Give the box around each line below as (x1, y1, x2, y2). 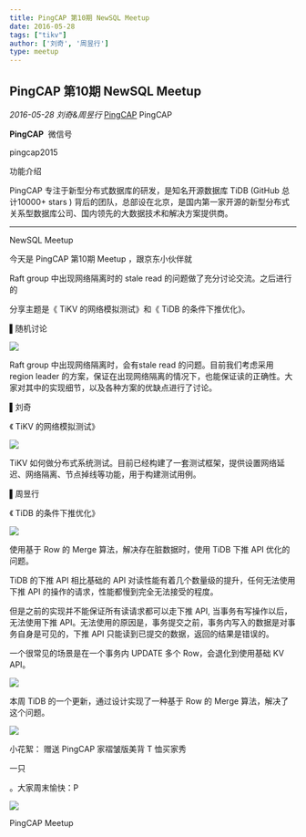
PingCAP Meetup (9, 817, 75, 828)
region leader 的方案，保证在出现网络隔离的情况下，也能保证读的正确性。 (9, 370, 285, 381)
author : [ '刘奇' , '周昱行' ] (9, 38, 109, 48)
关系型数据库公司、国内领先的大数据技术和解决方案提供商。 (9, 207, 233, 219)
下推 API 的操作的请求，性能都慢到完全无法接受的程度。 (9, 585, 219, 597)
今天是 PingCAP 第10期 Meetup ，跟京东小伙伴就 (9, 253, 193, 264)
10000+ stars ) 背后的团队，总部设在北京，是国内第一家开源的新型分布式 (16, 196, 290, 207)
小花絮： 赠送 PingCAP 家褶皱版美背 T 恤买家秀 (9, 743, 187, 754)
